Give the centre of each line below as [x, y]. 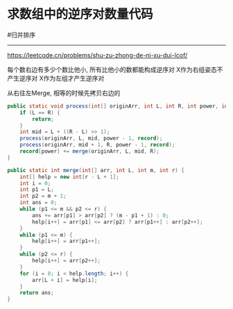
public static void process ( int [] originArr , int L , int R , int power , [113, 106]
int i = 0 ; [35, 183]
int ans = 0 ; [38, 203]
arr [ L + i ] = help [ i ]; [65, 280]
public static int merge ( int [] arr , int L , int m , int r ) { [96, 170]
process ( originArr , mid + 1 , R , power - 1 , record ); [97, 145]
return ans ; [37, 293]
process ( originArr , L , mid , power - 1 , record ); [91, 139]
